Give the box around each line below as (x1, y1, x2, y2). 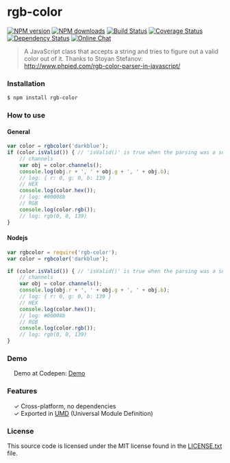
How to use (7, 111, 46, 120)
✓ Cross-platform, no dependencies (13, 401, 116, 410)
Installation (7, 79, 46, 88)
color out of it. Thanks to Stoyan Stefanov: (23, 54, 144, 62)
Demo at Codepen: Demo (13, 369, 86, 378)
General (7, 127, 31, 135)
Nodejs (7, 234, 29, 242)
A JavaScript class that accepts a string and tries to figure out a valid (23, 47, 219, 55)
